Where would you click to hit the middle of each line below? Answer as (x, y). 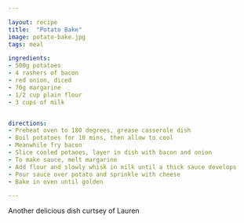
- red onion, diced (40, 80)
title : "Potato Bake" (45, 29)
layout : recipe (33, 22)
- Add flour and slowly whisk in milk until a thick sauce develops (122, 167)
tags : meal (26, 44)
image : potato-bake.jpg (47, 37)
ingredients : (29, 58)
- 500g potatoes (35, 66)
